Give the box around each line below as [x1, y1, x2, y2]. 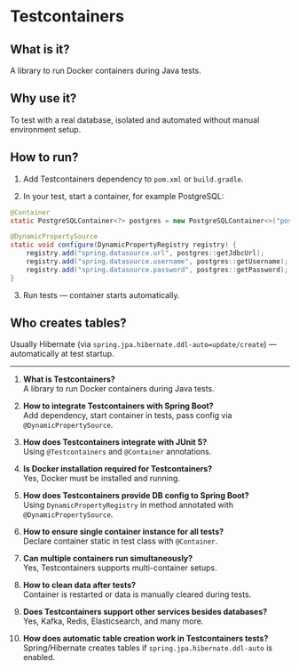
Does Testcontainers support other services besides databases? [22, 607, 268, 618]
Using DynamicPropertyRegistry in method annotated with [22, 500, 234, 511]
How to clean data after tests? [22, 580, 137, 591]
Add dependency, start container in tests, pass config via [22, 410, 232, 421]
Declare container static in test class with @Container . [22, 536, 218, 546]
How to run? [10, 149, 79, 165]
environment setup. [10, 124, 82, 134]
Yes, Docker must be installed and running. [22, 473, 181, 484]
